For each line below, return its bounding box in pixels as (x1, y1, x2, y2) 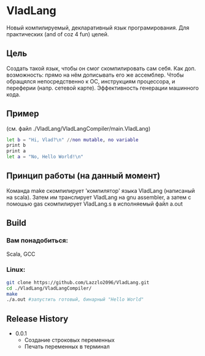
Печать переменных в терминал (24, 343, 110, 350)
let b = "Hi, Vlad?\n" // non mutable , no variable (6, 136, 139, 143)
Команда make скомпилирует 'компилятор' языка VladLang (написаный (6, 187, 195, 194)
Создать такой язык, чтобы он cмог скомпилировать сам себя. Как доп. (6, 64, 196, 72)
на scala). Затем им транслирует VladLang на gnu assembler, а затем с (6, 193, 191, 201)
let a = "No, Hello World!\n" (6, 154, 84, 160)
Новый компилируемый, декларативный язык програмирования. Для (6, 24, 190, 31)
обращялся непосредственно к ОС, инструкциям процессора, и (6, 77, 176, 85)
